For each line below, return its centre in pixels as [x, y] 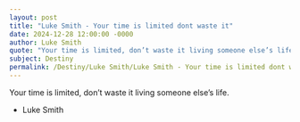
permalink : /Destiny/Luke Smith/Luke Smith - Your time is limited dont [147, 68]
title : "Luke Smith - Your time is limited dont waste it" [121, 26]
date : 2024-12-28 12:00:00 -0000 [71, 34]
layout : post [33, 17]
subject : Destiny [42, 59]
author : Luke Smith [46, 42]
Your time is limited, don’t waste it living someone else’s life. [119, 92]
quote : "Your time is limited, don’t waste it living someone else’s [142, 51]
